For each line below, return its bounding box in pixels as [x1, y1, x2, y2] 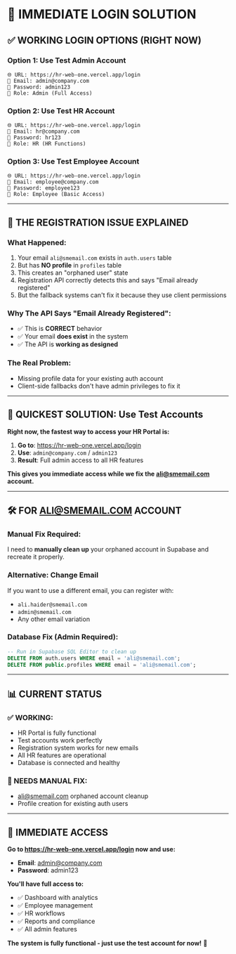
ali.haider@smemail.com [17, 601, 88, 608]
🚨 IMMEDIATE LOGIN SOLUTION [7, 6, 197, 22]
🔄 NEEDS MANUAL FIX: [7, 776, 88, 786]
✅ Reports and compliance [17, 917, 96, 926]
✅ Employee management [17, 901, 93, 910]
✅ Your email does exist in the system [17, 332, 129, 341]
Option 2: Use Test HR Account [7, 105, 115, 115]
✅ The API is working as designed [17, 340, 118, 348]
